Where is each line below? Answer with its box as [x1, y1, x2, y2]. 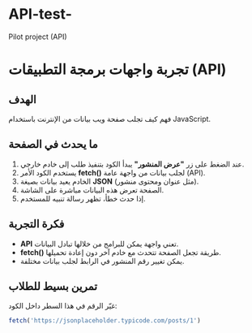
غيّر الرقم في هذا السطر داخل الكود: [8, 301, 117, 311]
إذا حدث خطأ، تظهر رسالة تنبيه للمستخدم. [19, 193, 146, 203]
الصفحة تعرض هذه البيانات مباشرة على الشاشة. [19, 184, 164, 195]
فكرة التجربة [8, 217, 65, 231]
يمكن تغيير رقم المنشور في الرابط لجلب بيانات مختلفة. [19, 256, 185, 266]
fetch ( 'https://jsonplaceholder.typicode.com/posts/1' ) [8, 317, 201, 325]
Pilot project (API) [8, 32, 67, 41]
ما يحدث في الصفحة [8, 137, 99, 151]
